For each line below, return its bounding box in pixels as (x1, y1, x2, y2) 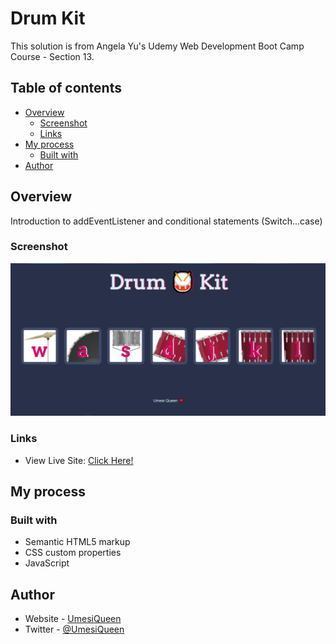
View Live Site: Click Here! (24, 454, 134, 466)
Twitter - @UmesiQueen (24, 623, 125, 636)
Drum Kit (10, 7, 86, 30)
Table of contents (10, 80, 122, 97)
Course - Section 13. (10, 50, 95, 62)
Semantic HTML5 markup (24, 536, 131, 548)
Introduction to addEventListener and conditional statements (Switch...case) (10, 215, 323, 227)
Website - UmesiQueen (24, 613, 122, 625)
